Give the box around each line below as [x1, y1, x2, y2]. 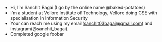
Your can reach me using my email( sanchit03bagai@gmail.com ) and [10, 20, 153, 26]
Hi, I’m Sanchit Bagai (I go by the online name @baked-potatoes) [10, 5, 145, 10]
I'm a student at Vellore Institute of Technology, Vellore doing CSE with [10, 10, 158, 16]
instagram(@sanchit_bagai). [10, 26, 69, 32]
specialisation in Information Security [10, 15, 88, 21]
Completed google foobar [10, 31, 64, 37]
